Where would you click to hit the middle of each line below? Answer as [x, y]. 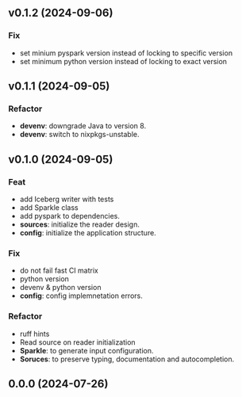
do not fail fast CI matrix [59, 271]
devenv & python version [60, 288]
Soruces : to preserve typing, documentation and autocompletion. [127, 359]
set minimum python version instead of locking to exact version [123, 61]
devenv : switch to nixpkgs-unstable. [79, 135]
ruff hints [35, 334]
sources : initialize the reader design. [80, 224]
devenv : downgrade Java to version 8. [83, 126]
